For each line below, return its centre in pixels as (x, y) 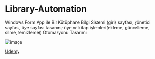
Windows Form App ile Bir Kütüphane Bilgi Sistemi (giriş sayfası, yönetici (78, 22)
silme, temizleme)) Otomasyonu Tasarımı (46, 32)
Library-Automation (46, 9)
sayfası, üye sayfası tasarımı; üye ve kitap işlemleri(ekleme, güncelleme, (77, 27)
